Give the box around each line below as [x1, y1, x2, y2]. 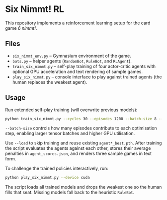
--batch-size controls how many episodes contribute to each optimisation [5, 125, 158, 131]
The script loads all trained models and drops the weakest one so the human [5, 184, 162, 190]
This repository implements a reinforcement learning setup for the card [5, 20, 151, 26]
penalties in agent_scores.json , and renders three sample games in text [5, 150, 152, 157]
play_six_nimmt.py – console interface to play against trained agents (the [12, 73, 162, 80]
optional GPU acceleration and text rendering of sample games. [12, 68, 143, 74]
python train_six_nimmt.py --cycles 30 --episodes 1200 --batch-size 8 [5, 116, 157, 121]
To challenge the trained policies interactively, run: [5, 165, 108, 172]
